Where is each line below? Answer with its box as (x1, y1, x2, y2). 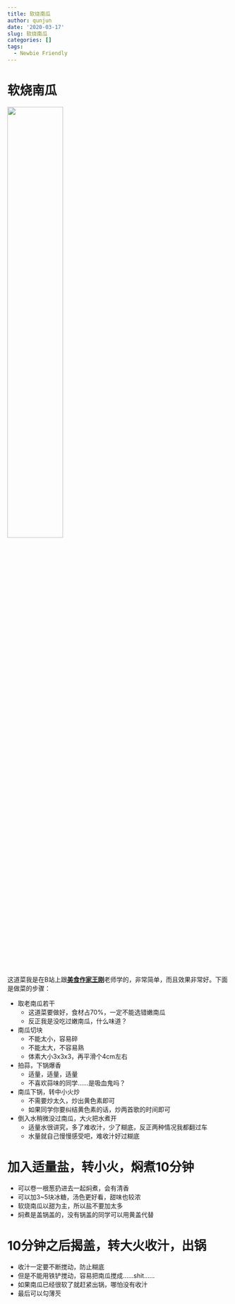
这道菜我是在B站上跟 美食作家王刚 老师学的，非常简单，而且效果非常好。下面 (7, 975, 228, 984)
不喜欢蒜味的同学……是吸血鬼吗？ (28, 1078, 126, 1087)
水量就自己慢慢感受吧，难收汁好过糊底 (28, 1131, 140, 1140)
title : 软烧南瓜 (7, 10, 51, 18)
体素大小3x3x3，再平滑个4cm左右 (28, 1052, 128, 1061)
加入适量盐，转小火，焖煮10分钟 (7, 1159, 194, 1175)
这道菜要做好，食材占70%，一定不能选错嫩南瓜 (28, 1008, 166, 1016)
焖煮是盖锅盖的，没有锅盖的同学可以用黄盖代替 (17, 1210, 154, 1218)
